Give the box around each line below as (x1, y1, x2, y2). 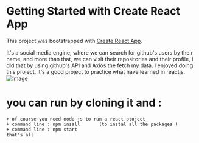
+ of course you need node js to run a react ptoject (6, 116, 146, 122)
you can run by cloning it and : (6, 96, 162, 110)
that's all (6, 131, 34, 138)
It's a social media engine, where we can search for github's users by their (6, 48, 194, 56)
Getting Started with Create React (6, 4, 181, 18)
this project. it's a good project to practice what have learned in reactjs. (6, 68, 186, 75)
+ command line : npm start (6, 126, 78, 133)
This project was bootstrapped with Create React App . (6, 37, 143, 44)
